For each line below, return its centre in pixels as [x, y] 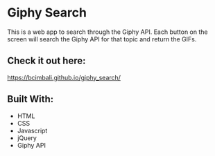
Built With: [31, 99]
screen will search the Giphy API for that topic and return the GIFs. [102, 39]
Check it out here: [46, 61]
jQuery [27, 138]
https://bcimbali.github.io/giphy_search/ [64, 77]
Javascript [32, 130]
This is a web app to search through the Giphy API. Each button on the [108, 32]
